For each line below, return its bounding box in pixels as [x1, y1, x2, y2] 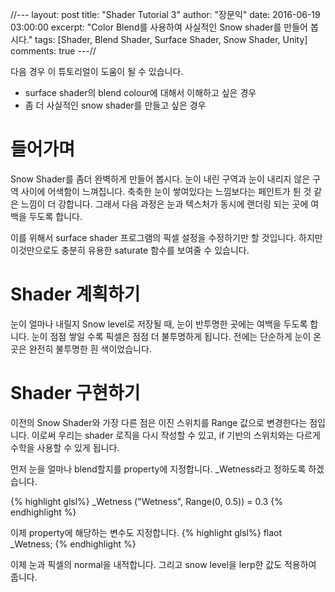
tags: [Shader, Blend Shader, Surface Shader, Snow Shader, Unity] [34, 34, 308, 45]
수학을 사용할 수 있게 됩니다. [10, 441, 120, 453]
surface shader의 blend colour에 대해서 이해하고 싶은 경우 [24, 87, 257, 98]
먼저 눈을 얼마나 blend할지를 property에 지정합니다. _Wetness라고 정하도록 [10, 463, 307, 475]
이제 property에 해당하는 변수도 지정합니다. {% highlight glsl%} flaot [10, 526, 283, 538]
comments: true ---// [10, 45, 97, 57]
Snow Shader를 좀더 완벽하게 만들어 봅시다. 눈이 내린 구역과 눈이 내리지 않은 [10, 173, 311, 185]
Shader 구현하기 [10, 382, 141, 405]
